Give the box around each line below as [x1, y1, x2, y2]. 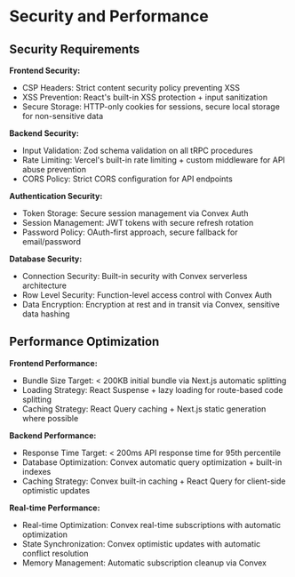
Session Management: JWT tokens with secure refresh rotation [21, 218, 254, 228]
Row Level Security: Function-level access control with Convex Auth [21, 290, 273, 300]
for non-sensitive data [21, 111, 104, 121]
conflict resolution [21, 548, 89, 558]
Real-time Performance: [9, 502, 100, 513]
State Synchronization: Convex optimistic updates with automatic [21, 538, 261, 549]
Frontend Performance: [9, 357, 98, 368]
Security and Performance [9, 6, 209, 27]
